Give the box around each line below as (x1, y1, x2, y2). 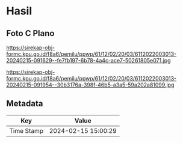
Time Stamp (9, 126, 44, 135)
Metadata (6, 99, 43, 109)
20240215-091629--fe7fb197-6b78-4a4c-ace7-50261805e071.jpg (6, 57, 171, 64)
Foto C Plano (6, 28, 55, 38)
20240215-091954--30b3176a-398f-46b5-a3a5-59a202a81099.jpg (6, 81, 175, 88)
